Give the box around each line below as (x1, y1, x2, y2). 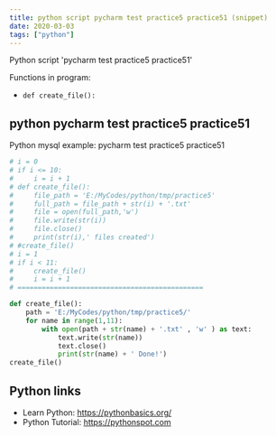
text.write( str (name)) (57, 333, 143, 342)
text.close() (57, 341, 106, 350)
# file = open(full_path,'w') (9, 208, 140, 217)
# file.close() (9, 225, 83, 234)
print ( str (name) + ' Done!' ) (57, 349, 168, 359)
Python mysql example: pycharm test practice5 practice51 (9, 140, 225, 151)
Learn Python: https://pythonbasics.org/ (22, 407, 172, 418)
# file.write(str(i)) (9, 216, 106, 226)
